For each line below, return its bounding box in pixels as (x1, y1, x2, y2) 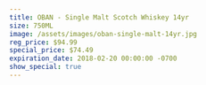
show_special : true (9, 63, 82, 72)
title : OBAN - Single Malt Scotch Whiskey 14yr (9, 12, 190, 22)
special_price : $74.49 (9, 46, 94, 55)
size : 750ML (9, 21, 54, 30)
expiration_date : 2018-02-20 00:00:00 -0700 (9, 54, 177, 63)
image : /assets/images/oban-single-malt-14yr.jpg (9, 29, 198, 38)
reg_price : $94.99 (9, 37, 78, 47)
